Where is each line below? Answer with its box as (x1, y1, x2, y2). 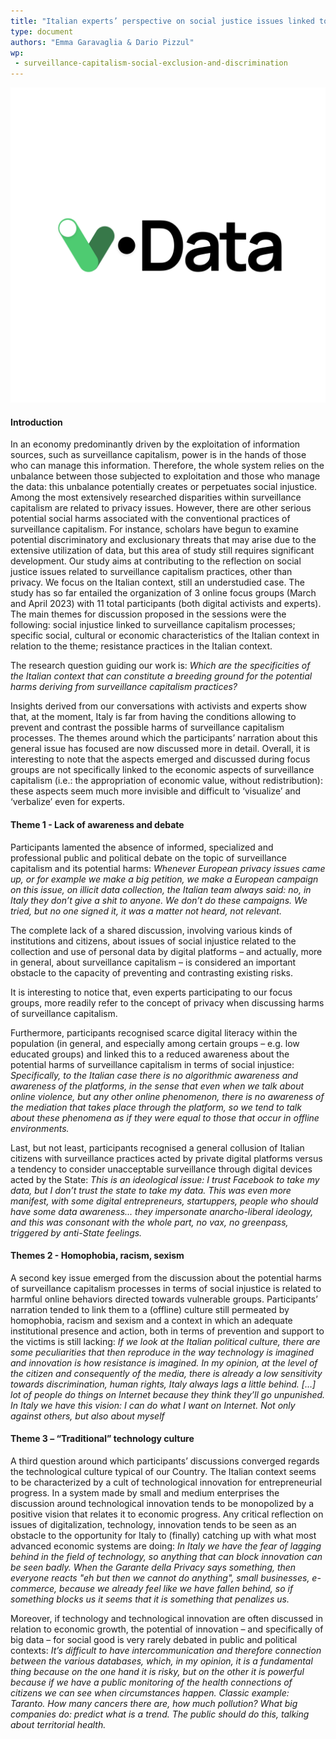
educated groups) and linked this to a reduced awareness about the (10, 1048, 290, 1060)
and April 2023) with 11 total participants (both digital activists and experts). (10, 598, 322, 610)
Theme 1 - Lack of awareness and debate (10, 818, 185, 830)
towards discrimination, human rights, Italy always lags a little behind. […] (10, 1378, 317, 1390)
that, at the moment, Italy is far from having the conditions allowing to (10, 711, 297, 723)
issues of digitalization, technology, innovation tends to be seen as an (10, 1518, 297, 1530)
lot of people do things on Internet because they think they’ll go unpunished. (10, 1388, 326, 1400)
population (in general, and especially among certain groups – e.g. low (10, 1037, 300, 1049)
